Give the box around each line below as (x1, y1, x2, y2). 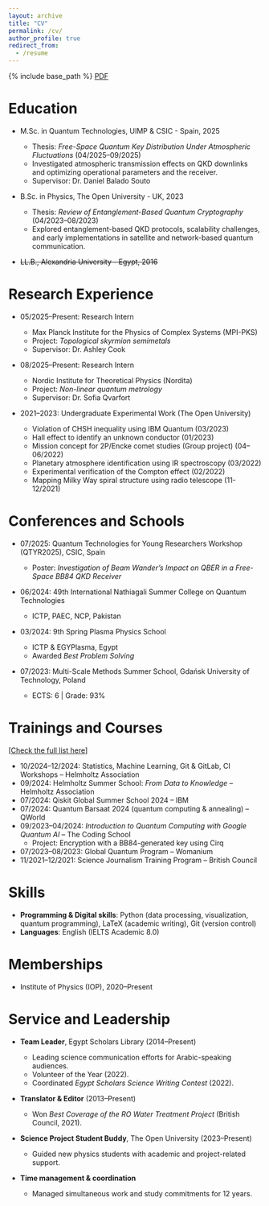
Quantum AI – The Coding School (19, 829, 131, 839)
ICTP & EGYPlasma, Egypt (31, 642, 119, 652)
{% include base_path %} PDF (8, 72, 108, 81)
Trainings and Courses (8, 719, 163, 737)
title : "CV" (8, 19, 48, 27)
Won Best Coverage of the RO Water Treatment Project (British (31, 1109, 240, 1119)
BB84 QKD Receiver (55, 571, 122, 580)
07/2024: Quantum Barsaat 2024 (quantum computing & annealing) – (19, 803, 250, 813)
